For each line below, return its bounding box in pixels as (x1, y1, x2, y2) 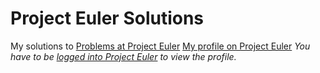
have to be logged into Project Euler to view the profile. (10, 50, 237, 62)
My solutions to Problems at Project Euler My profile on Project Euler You (10, 40, 311, 52)
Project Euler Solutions (10, 7, 205, 30)
